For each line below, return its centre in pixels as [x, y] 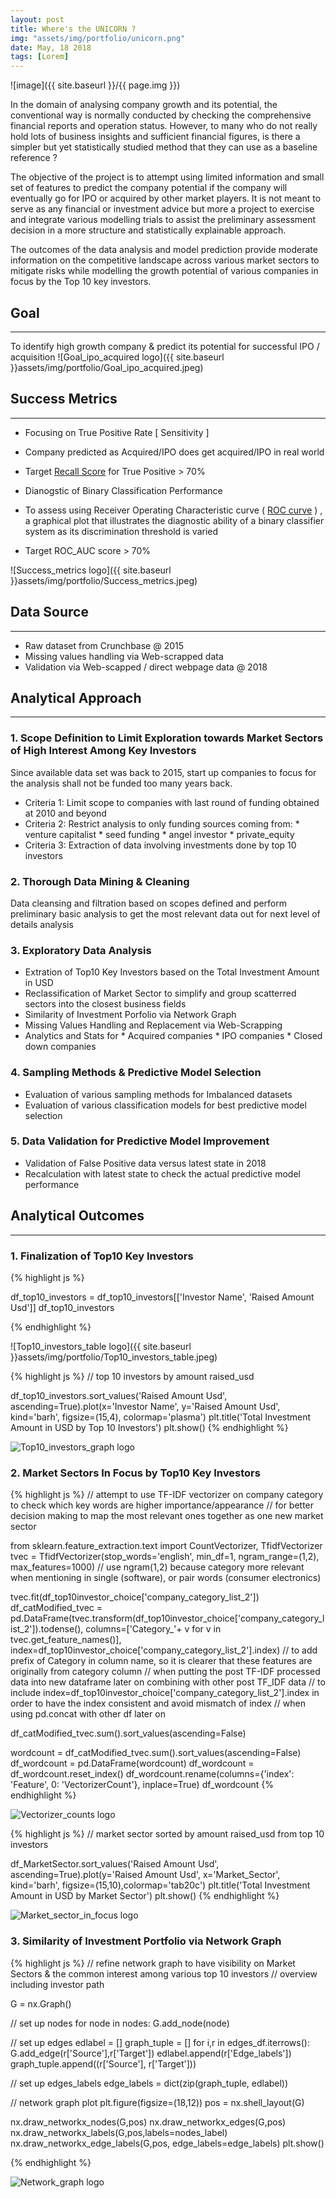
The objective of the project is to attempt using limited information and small [167, 177]
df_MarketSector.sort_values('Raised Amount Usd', [115, 1864]
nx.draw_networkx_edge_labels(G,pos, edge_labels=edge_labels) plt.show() [167, 2143]
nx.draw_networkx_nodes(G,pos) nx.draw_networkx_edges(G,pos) [148, 2122]
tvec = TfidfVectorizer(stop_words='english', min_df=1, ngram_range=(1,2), [165, 1557]
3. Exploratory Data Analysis [81, 950]
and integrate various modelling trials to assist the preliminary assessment [163, 220]
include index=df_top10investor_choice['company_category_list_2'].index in [165, 1693]
